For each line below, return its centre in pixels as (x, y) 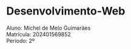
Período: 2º (21, 41)
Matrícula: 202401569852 (39, 34)
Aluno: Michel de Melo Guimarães (49, 28)
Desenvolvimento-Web (66, 11)
